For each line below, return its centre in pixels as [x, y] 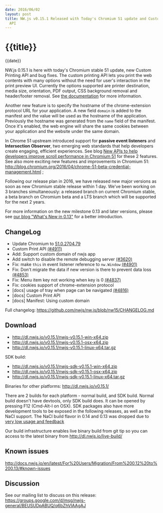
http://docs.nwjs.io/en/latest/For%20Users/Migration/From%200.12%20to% [81, 463]
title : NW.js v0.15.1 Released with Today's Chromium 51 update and [76, 19]
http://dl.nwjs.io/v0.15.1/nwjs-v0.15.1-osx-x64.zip [60, 342]
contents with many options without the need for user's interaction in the [78, 80]
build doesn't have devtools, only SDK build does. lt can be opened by [75, 400]
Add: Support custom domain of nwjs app [54, 254]
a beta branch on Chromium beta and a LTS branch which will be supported [81, 197]
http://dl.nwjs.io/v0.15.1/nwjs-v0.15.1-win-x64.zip [60, 337]
